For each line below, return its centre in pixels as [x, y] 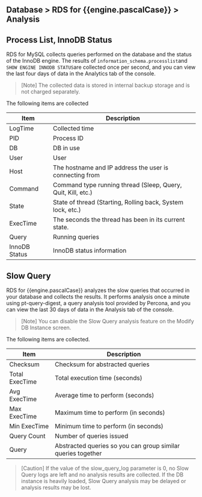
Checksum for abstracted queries [102, 364]
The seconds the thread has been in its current [119, 220]
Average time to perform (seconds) [105, 396]
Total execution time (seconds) [99, 378]
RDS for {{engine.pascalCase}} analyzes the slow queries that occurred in [98, 290]
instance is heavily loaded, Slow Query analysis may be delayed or [103, 481]
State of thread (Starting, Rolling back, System [118, 203]
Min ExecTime [29, 426]
